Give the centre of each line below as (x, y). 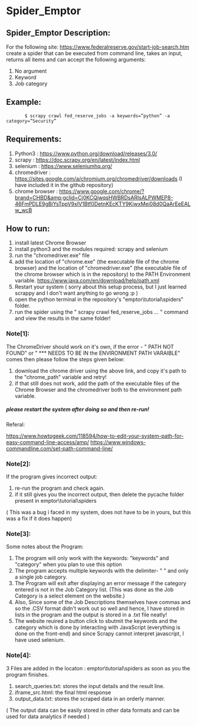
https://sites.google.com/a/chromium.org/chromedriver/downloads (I (98, 178)
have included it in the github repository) (64, 185)
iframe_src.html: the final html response (63, 692)
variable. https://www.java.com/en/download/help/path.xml (87, 281)
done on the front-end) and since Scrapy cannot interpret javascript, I (99, 634)
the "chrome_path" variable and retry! (61, 377)
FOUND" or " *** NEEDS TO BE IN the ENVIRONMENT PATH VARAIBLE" (93, 353)
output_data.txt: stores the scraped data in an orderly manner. (90, 698)
